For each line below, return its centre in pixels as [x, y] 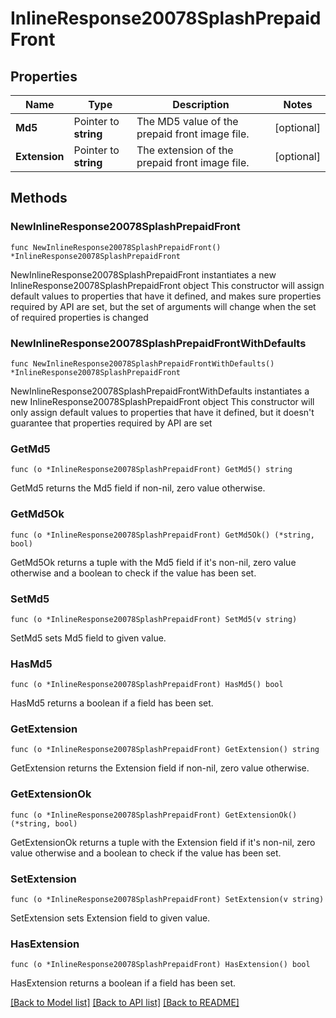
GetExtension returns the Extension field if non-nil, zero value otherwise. [160, 768]
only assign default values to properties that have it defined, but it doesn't [162, 412]
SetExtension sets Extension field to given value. [110, 918]
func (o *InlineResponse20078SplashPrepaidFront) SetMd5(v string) [154, 619]
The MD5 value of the [187, 121]
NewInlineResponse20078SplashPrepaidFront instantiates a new [143, 274]
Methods [39, 198]
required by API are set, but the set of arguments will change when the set [163, 306]
